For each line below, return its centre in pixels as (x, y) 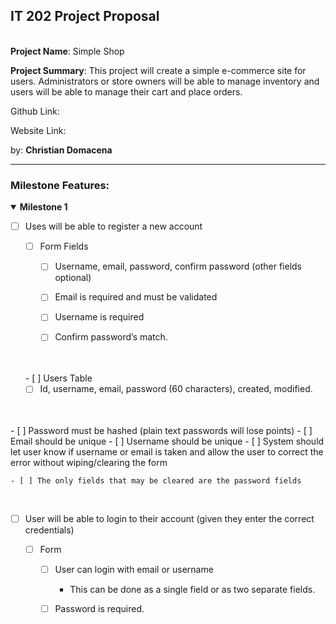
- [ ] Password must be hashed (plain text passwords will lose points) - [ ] (161, 430)
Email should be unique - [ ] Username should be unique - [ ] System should (167, 441)
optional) (73, 278)
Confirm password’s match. (111, 337)
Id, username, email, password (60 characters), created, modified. (176, 389)
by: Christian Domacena (61, 150)
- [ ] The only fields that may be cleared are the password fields (156, 480)
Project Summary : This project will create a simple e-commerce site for (158, 70)
